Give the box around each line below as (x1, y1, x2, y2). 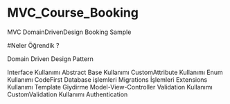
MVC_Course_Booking (7, 5, 139, 21)
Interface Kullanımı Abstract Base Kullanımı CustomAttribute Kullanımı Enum (7, 68, 223, 76)
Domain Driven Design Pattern (7, 54, 94, 63)
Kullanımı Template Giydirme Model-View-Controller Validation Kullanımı (7, 83, 213, 91)
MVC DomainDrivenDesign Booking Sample (7, 28, 132, 36)
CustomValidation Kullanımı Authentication (7, 90, 128, 98)
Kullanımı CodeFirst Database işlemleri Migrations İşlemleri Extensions (7, 75, 208, 84)
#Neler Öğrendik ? (7, 41, 60, 49)
